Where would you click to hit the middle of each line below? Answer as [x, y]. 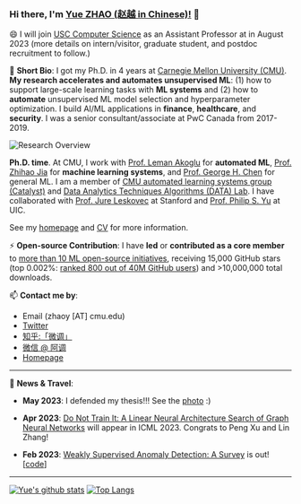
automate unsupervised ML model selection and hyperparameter [130, 100]
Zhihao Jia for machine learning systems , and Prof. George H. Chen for [142, 172]
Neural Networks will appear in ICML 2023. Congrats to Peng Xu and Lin [156, 428]
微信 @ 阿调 [44, 348]
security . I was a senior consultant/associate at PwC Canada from [132, 118]
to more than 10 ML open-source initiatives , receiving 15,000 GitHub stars [145, 258]
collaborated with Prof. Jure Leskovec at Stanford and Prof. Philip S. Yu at [145, 201]
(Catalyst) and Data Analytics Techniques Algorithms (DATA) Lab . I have [142, 191]
